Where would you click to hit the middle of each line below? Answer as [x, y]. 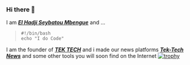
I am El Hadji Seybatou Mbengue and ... [56, 23]
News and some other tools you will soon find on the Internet [81, 56]
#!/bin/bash [36, 33]
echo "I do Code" [42, 39]
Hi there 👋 [21, 10]
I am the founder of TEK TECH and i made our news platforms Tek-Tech [95, 49]
